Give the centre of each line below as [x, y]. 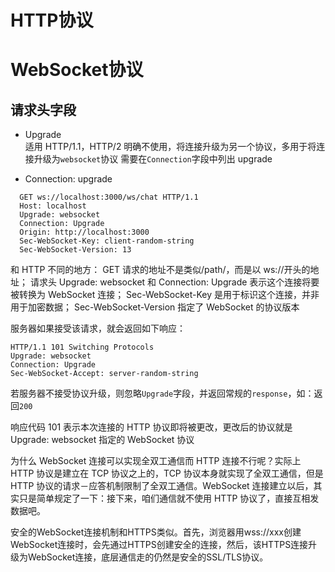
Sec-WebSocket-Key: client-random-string [107, 241]
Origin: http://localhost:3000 [84, 232]
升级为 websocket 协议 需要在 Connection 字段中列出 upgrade [153, 159]
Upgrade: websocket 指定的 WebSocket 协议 [102, 440]
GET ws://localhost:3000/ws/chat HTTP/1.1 [109, 197]
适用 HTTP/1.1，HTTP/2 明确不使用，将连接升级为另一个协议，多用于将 [170, 147]
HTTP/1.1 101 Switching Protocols [82, 347]
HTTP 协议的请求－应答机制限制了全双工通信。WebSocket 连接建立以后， [162, 486]
